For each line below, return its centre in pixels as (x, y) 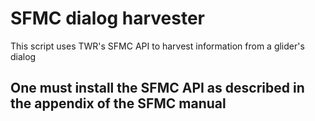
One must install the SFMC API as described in (157, 88)
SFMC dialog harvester (108, 18)
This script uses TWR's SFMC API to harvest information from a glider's (157, 46)
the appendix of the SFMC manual (118, 103)
